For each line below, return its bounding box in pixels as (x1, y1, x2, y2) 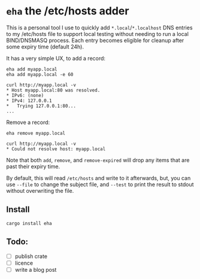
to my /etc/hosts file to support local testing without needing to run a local (6, 30, 189, 37)
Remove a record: (6, 119, 50, 126)
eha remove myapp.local (6, 130, 66, 136)
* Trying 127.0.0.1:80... (6, 103, 77, 109)
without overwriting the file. (6, 187, 74, 194)
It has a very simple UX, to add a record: (6, 54, 106, 62)
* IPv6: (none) (6, 92, 44, 98)
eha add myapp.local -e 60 (6, 71, 74, 77)
